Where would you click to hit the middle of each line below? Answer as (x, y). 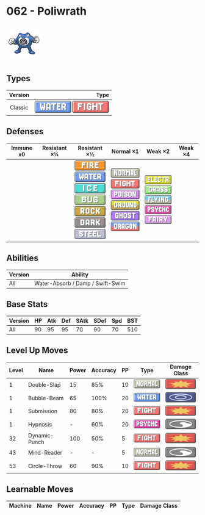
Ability (80, 275)
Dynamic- (41, 435)
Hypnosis (40, 425)
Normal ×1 (125, 151)
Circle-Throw (45, 466)
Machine (20, 506)
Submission (43, 411)
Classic (19, 107)
